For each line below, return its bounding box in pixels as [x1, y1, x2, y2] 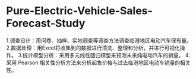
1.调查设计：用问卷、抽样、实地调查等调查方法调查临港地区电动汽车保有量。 [6, 37, 192, 44]
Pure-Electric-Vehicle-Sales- [6, 4, 153, 18]
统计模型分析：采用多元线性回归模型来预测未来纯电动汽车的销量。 [23, 51, 184, 58]
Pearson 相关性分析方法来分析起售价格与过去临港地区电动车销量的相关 [17, 59, 191, 66]
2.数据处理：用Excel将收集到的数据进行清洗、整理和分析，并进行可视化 [6, 44, 180, 51]
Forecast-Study [6, 17, 86, 30]
